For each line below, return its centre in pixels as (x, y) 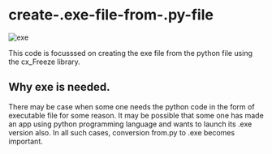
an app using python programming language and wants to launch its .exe (130, 124)
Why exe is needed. (59, 87)
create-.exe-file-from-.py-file (111, 15)
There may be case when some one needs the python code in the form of (132, 106)
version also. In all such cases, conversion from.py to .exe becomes (122, 132)
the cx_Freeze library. (45, 62)
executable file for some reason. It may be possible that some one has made (136, 115)
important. (26, 141)
